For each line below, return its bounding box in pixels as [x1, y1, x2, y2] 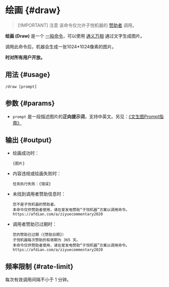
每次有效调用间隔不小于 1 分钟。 [5, 276, 71, 282]
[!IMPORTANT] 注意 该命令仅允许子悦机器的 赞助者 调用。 [17, 22, 137, 28]
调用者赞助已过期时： [12, 221, 57, 227]
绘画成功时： [12, 150, 39, 156]
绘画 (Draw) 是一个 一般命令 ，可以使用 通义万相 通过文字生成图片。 [5, 33, 145, 39]
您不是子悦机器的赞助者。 [12, 202, 58, 207]
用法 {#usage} [5, 70, 51, 79]
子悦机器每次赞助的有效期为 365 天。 [12, 238, 80, 243]
